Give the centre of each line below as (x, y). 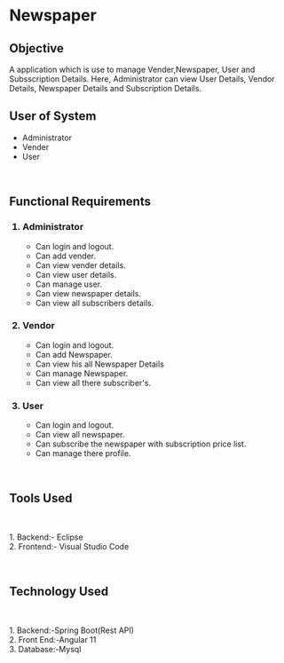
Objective (37, 48)
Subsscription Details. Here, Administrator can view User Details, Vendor (142, 79)
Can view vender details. (80, 265)
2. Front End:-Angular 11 (53, 639)
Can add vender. (66, 256)
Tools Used (41, 498)
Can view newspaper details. (88, 293)
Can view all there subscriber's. (93, 383)
